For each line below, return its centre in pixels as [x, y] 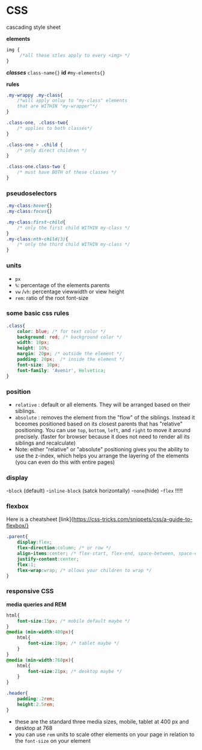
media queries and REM [36, 604]
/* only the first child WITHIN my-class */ [74, 228]
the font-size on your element [53, 740]
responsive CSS [30, 591]
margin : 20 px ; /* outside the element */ [69, 354]
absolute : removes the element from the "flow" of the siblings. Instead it [105, 417]
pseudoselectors [32, 193]
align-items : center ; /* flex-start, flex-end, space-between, [96, 553]
